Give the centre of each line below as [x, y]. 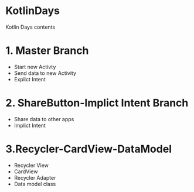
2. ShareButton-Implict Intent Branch [97, 103]
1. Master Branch [47, 51]
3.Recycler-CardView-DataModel [89, 149]
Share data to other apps [44, 119]
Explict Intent [30, 79]
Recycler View [31, 165]
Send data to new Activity [45, 73]
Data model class [35, 184]
